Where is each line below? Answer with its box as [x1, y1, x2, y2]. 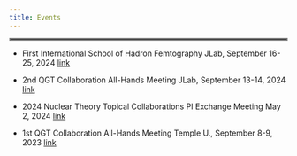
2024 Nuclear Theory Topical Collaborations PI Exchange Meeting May [21, 101, 281, 112]
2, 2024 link [21, 110, 66, 121]
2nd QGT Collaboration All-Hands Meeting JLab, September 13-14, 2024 [21, 74, 286, 85]
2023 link [21, 136, 57, 147]
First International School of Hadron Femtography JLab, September [21, 48, 268, 58]
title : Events [9, 12, 62, 22]
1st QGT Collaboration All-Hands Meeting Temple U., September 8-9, [21, 128, 273, 138]
